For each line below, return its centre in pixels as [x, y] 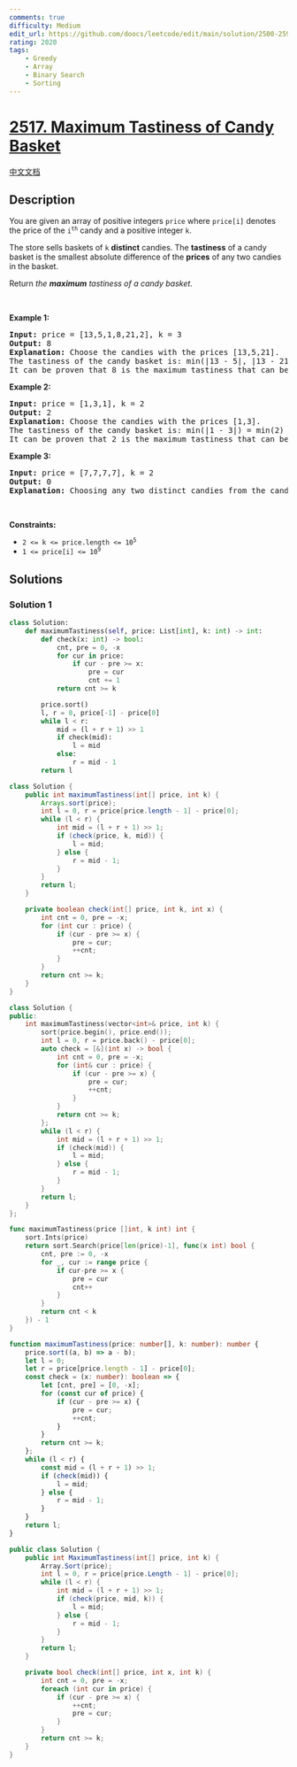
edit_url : [27, 34]
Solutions [36, 579]
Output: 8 [30, 343]
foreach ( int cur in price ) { [96, 1689]
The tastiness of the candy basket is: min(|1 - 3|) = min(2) [147, 431]
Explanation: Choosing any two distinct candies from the [137, 491]
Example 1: [30, 318]
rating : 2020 [33, 42]
